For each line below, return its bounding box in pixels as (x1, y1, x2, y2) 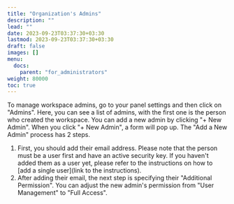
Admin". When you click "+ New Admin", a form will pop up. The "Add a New (7, 123, 228, 131)
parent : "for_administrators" (20, 68, 108, 75)
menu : (7, 56, 23, 63)
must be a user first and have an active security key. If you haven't (17, 152, 209, 160)
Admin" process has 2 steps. (7, 131, 91, 139)
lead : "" (7, 23, 33, 30)
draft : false (7, 43, 45, 50)
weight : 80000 (7, 75, 49, 82)
